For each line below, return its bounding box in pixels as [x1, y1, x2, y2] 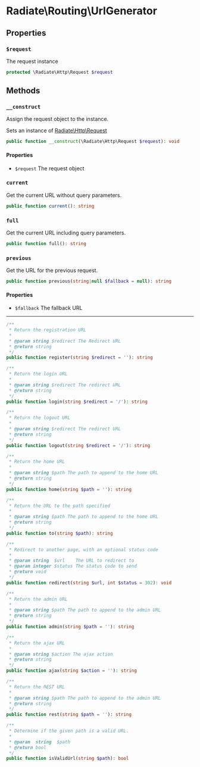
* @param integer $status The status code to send [8, 563, 137, 569]
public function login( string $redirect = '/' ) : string [6, 399, 148, 405]
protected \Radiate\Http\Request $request [6, 69, 113, 75]
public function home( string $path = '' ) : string [6, 486, 132, 492]
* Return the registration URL [8, 327, 86, 333]
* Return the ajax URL [8, 640, 65, 646]
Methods [6, 86, 40, 96]
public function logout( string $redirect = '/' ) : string [6, 442, 151, 449]
